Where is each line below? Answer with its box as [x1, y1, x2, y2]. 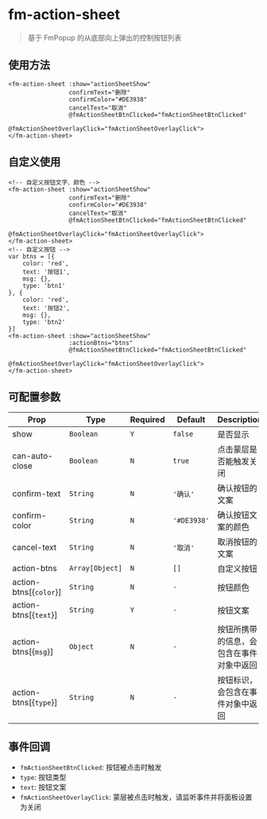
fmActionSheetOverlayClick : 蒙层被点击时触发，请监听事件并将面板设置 [19, 793, 253, 802]
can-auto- [12, 451, 53, 462]
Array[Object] [68, 564, 123, 573]
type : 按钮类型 [19, 773, 67, 782]
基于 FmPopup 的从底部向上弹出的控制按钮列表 [27, 33, 182, 42]
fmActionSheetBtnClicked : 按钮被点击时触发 [19, 763, 162, 772]
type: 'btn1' [22, 281, 66, 289]
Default [176, 414, 206, 425]
